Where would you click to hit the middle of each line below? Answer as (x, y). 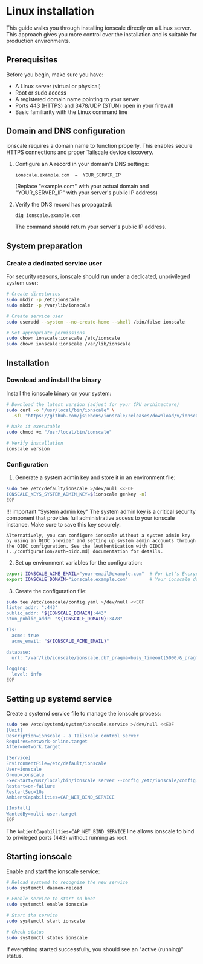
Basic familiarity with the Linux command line (71, 112)
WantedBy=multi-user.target (42, 814)
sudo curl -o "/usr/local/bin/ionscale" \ (60, 410)
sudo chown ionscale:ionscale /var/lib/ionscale (69, 344)
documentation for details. (128, 551)
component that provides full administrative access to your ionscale (91, 518)
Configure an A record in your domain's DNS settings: (82, 164)
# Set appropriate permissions (46, 333)
